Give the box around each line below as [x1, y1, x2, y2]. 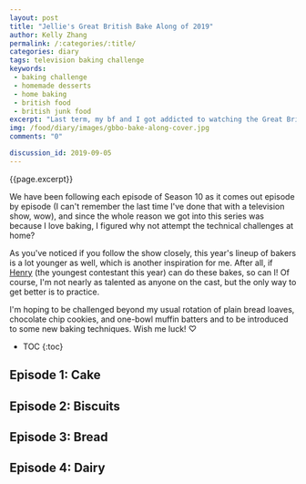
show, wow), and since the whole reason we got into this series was [9, 211, 265, 221]
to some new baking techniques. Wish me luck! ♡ [9, 323, 198, 334]
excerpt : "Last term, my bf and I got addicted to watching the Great [9, 115, 283, 124]
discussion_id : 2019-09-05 [9, 149, 112, 158]
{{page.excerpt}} [9, 173, 74, 184]
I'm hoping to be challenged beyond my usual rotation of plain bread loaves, [9, 304, 295, 314]
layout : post [9, 13, 59, 23]
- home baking [13, 89, 67, 98]
